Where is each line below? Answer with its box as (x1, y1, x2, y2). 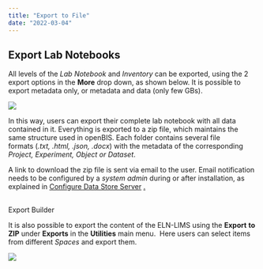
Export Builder (8, 205, 55, 214)
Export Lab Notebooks (8, 48, 121, 62)
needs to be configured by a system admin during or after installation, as (8, 173, 245, 183)
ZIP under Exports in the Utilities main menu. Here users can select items (8, 229, 251, 238)
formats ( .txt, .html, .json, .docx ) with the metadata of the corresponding (8, 142, 243, 151)
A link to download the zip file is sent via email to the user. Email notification (8, 165, 255, 175)
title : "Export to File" (8, 11, 90, 20)
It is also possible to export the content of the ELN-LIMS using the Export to (8, 220, 256, 229)
